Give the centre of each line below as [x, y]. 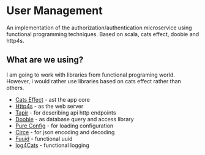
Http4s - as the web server [49, 106]
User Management [54, 11]
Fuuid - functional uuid [44, 138]
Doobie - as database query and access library [74, 119]
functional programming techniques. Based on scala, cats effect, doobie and [103, 34]
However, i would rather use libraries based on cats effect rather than [94, 81]
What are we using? [45, 60]
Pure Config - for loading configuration [64, 126]
